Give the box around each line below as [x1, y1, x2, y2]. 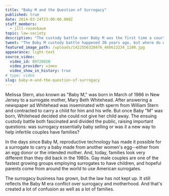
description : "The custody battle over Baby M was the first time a [5, 36, 152, 41]
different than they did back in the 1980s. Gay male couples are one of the [5, 155, 159, 161]
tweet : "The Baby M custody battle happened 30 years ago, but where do [5, 40, 161, 45]
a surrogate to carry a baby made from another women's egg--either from [5, 144, 159, 150]
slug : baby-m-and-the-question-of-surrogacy [5, 78, 100, 83]
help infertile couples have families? [5, 129, 79, 135]
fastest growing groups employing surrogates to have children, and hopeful [5, 160, 162, 166]
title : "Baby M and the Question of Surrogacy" [5, 7, 107, 13]
